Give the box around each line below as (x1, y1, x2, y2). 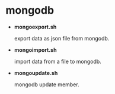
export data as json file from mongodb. (14, 35, 110, 42)
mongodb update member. (14, 81, 79, 88)
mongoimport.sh (14, 46, 57, 54)
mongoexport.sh (14, 23, 57, 30)
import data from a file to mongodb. (14, 58, 101, 65)
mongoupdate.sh (14, 69, 58, 76)
